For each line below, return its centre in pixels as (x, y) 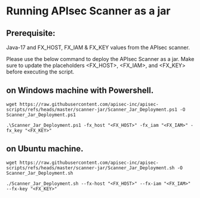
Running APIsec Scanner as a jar (89, 11)
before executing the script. (40, 72)
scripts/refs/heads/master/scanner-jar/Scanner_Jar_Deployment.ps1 (92, 109)
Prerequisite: (31, 33)
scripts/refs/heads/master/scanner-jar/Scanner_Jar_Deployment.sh (90, 168)
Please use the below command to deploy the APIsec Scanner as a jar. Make (100, 59)
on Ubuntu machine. (45, 149)
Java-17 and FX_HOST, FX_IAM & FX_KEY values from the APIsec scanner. (98, 47)
